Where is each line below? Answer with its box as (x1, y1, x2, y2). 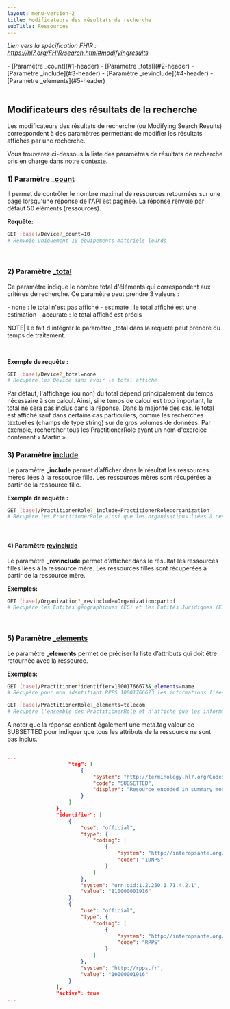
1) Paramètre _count (7, 174, 75, 184)
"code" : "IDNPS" (117, 856, 164, 864)
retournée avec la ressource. (7, 656, 88, 665)
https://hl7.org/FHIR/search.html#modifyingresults (7, 49, 149, 57)
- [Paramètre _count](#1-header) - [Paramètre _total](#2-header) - (7, 62, 194, 71)
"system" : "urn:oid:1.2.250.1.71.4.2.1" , (80, 882, 201, 888)
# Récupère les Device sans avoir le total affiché (7, 377, 157, 384)
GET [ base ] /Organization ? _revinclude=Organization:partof (7, 598, 176, 605)
